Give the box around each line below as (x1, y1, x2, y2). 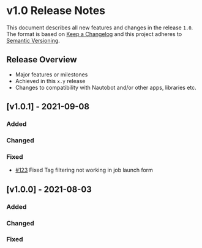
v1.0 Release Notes (6, 4, 106, 18)
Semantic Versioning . (6, 37, 60, 44)
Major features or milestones (15, 71, 88, 78)
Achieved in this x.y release (15, 77, 86, 84)
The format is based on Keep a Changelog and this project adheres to (6, 30, 182, 37)
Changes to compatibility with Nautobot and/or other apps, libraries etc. (15, 84, 197, 91)
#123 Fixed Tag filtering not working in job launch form (15, 166, 153, 174)
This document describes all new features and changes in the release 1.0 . (6, 24, 193, 31)
